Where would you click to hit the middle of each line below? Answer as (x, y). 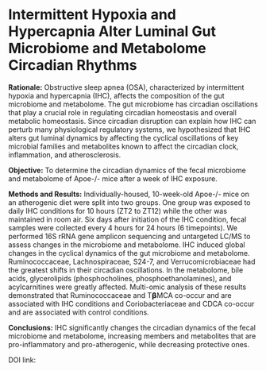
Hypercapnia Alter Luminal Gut (112, 31)
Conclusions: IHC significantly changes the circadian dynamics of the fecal (132, 327)
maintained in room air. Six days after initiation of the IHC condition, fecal (127, 219)
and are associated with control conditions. (79, 312)
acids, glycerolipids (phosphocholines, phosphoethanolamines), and (120, 278)
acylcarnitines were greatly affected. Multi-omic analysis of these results (127, 287)
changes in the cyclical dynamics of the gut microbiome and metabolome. (129, 253)
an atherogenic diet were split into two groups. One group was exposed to (130, 202)
